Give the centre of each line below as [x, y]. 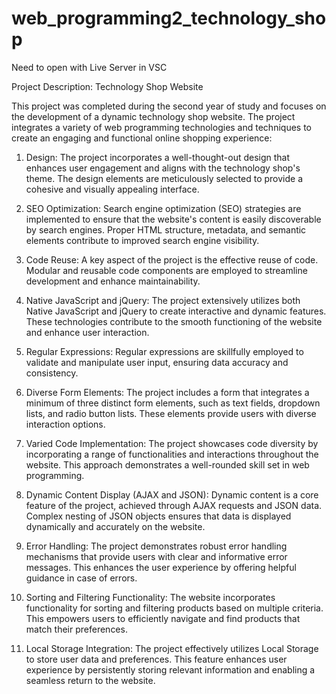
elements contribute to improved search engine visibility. [142, 240]
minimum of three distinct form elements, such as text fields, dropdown [173, 403]
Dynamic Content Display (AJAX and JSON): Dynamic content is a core [172, 494]
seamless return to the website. [90, 680]
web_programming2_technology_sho [169, 18]
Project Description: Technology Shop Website [107, 86]
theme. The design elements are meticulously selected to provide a [164, 178]
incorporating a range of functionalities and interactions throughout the [172, 454]
